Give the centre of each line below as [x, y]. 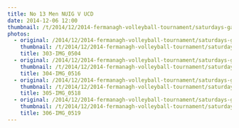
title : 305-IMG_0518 [51, 93]
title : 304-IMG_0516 [51, 73]
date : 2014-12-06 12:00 [43, 21]
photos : [19, 34]
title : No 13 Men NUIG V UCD [51, 14]
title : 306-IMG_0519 [51, 113]
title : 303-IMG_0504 [51, 54]
